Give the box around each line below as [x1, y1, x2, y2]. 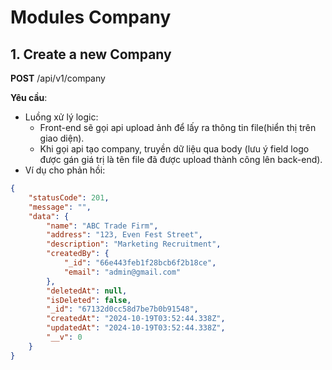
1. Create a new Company [10, 46, 172, 63]
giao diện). [39, 132, 85, 144]
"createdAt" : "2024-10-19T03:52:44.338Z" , [46, 314, 226, 324]
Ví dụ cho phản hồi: [24, 164, 106, 176]
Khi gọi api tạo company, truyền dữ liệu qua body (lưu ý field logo [39, 143, 310, 155]
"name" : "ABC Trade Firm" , [46, 221, 159, 231]
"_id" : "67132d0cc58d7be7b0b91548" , [46, 304, 199, 315]
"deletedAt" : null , [46, 286, 128, 296]
